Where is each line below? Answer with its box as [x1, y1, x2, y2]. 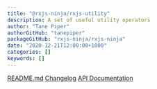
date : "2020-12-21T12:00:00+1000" [7, 42, 108, 49]
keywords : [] [7, 55, 45, 62]
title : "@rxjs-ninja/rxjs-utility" [7, 10, 110, 17]
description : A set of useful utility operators [7, 17, 151, 23]
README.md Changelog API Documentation [7, 74, 133, 82]
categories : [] [7, 49, 51, 56]
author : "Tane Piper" [7, 23, 70, 30]
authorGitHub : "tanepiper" [7, 29, 85, 37]
